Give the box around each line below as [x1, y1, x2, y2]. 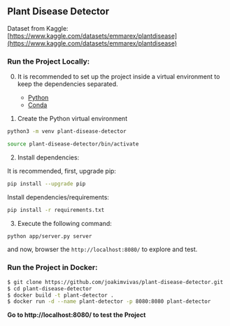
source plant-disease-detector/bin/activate [7, 140, 139, 148]
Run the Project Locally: [7, 56, 90, 66]
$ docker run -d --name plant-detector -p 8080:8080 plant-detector [7, 298, 211, 305]
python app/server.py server [7, 232, 92, 240]
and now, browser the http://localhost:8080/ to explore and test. [7, 245, 198, 254]
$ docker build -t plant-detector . [7, 292, 114, 299]
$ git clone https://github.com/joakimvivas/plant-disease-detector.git [7, 278, 224, 285]
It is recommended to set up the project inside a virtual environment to [17, 73, 220, 81]
